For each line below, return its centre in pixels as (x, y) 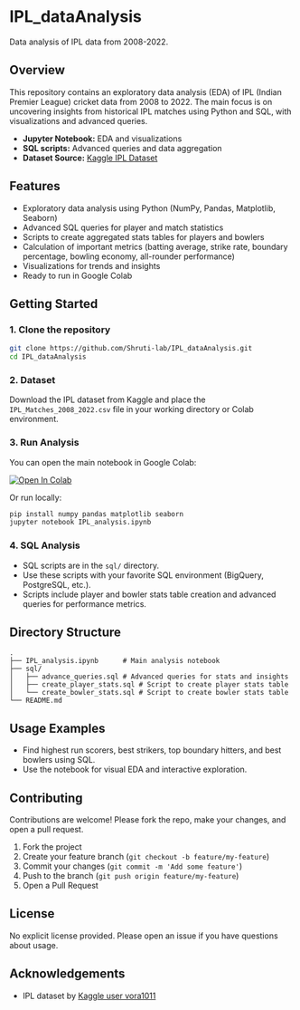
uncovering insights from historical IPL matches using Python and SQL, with (150, 111)
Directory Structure (66, 633)
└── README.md (36, 701)
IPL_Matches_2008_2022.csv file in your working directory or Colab (132, 409)
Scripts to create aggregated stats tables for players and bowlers (143, 236)
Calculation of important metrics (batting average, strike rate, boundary (155, 246)
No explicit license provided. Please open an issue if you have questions (144, 936)
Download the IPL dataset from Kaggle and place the (108, 399)
